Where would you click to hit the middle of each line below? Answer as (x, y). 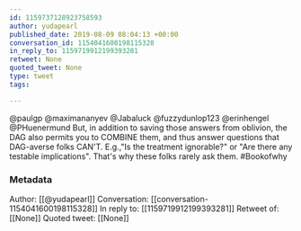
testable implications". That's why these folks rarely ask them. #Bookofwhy (148, 156)
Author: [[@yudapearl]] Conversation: (80, 199)
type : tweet (31, 76)
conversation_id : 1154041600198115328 (82, 43)
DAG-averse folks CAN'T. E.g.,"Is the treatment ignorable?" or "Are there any (151, 147)
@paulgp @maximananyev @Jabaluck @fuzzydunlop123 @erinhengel (139, 118)
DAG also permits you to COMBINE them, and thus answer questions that (145, 137)
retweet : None (36, 59)
